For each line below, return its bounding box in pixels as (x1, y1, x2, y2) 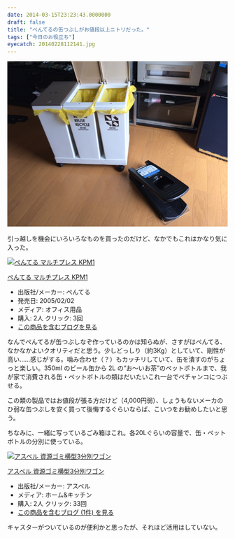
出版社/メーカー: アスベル (17, 482, 91, 490)
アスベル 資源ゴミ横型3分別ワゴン (7, 467, 105, 476)
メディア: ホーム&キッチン (17, 490, 92, 500)
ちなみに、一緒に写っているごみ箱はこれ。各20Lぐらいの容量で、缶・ (7, 429, 208, 437)
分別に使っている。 (31, 437, 87, 446)
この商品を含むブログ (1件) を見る (17, 508, 114, 517)
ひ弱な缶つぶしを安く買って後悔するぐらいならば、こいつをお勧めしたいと (7, 405, 222, 413)
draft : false (7, 18, 45, 26)
